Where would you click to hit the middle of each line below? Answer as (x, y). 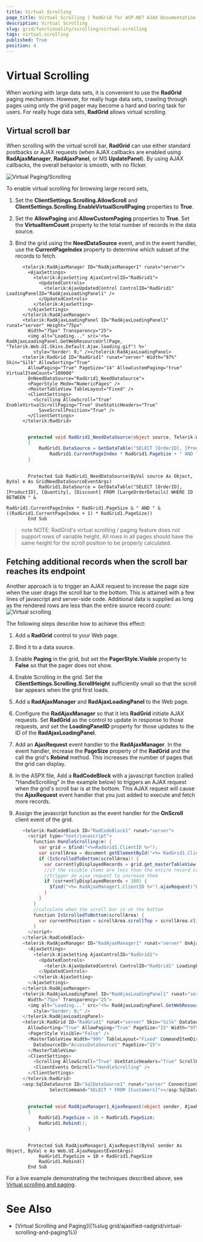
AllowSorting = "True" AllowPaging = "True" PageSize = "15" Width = (108, 1028)
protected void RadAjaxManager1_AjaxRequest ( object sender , (105, 1106)
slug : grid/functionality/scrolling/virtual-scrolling (77, 29)
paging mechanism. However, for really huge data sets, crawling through (97, 99)
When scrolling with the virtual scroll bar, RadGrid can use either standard (98, 146)
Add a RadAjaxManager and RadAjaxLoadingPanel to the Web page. (102, 702)
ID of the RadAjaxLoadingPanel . (56, 733)
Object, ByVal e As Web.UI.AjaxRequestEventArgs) (70, 1151)
